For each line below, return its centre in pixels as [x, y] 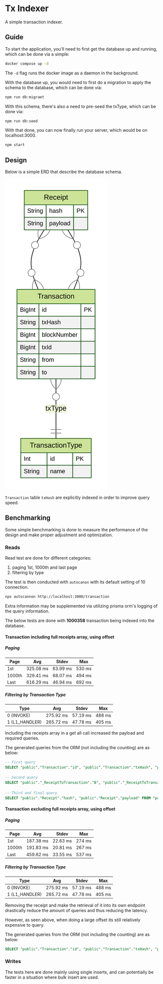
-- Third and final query [31, 793]
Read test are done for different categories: [48, 558]
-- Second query [21, 778]
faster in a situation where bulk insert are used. [52, 977]
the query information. [27, 611]
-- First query [20, 762]
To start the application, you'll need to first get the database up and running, [81, 49]
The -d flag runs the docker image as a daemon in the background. [72, 73]
